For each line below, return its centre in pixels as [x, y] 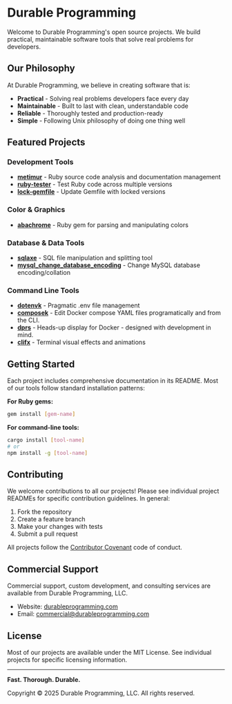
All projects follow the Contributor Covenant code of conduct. [95, 548]
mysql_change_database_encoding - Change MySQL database [108, 265]
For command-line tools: [43, 428]
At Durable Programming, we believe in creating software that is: [99, 85]
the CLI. [28, 321]
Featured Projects [46, 142]
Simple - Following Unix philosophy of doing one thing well [101, 120]
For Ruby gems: [30, 401]
